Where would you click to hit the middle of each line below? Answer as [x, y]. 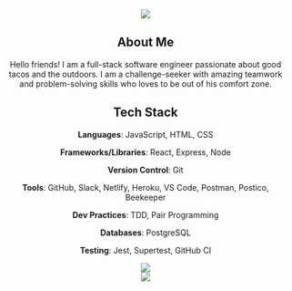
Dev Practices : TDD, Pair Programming [146, 214]
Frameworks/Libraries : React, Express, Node [146, 152]
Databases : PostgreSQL [146, 233]
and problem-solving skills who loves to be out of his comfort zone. [146, 83]
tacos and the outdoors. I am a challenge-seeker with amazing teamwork [146, 74]
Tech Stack [146, 113]
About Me [146, 42]
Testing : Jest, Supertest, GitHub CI [146, 250]
